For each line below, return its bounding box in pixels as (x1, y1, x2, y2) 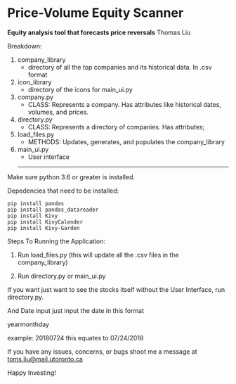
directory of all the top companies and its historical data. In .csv (27, 63, 212, 71)
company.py (17, 93, 54, 101)
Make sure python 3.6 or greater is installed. (7, 172, 136, 181)
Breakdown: (7, 41, 42, 50)
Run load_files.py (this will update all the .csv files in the (17, 250, 179, 259)
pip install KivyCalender (7, 218, 83, 226)
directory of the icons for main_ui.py (27, 85, 133, 94)
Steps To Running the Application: (7, 237, 105, 245)
